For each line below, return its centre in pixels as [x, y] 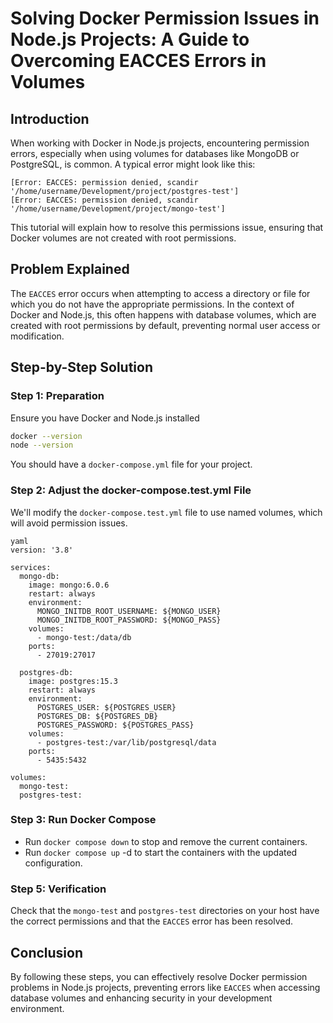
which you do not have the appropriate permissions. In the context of [152, 304]
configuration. [53, 863]
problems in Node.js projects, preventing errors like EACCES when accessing [165, 987]
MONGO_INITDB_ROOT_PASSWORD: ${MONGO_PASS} [129, 620]
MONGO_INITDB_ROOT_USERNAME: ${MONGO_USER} [129, 611]
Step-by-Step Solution [81, 367]
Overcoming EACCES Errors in [138, 61]
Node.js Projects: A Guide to [130, 39]
